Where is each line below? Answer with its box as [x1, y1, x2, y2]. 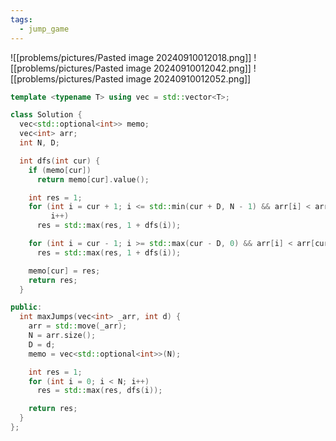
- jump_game [19, 24, 70, 34]
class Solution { [10, 110, 83, 120]
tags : [10, 14, 33, 25]
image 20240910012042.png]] [125, 62, 252, 74]
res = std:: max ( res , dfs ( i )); [36, 386, 163, 396]
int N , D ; [19, 138, 60, 148]
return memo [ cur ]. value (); [36, 174, 150, 185]
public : [10, 302, 43, 313]
